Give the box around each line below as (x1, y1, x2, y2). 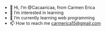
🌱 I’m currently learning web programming (9, 15, 95, 20)
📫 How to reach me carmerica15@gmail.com (9, 20, 101, 26)
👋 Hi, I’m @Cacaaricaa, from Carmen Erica (9, 5, 95, 10)
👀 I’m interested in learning (9, 10, 64, 15)
